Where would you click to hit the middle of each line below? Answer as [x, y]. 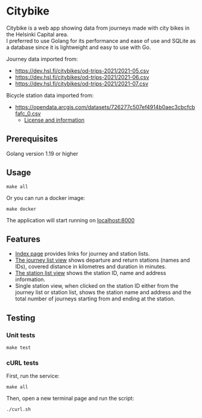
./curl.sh [19, 410]
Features [23, 239]
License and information [54, 120]
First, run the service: [33, 376]
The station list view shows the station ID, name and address [90, 273]
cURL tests [23, 363]
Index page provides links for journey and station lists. [82, 254]
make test [19, 348]
